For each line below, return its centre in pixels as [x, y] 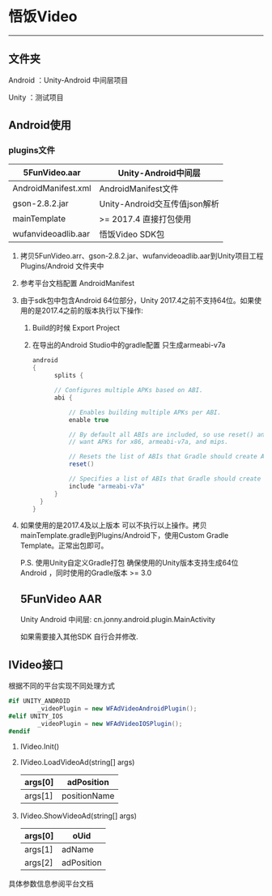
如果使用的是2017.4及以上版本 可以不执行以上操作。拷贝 [114, 525]
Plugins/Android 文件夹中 [62, 266]
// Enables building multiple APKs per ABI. [144, 412]
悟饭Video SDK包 [132, 234]
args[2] [38, 863]
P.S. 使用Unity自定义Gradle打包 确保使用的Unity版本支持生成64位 [129, 563]
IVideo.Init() [39, 747]
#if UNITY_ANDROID [39, 702]
